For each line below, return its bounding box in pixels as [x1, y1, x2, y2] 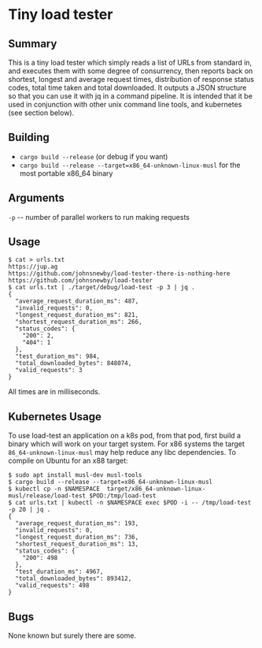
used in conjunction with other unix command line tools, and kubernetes [8, 100, 242, 109]
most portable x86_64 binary [19, 168, 113, 178]
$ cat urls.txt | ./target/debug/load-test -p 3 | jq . [8, 284, 195, 292]
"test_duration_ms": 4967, [15, 568, 104, 576]
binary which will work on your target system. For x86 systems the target [8, 439, 245, 449]
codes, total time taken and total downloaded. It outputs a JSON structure [8, 83, 247, 92]
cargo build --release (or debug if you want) [19, 151, 168, 161]
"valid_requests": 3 [15, 367, 83, 374]
